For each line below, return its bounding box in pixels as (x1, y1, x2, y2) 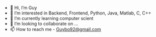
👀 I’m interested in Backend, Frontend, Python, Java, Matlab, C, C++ (10, 10, 151, 16)
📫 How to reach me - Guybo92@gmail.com (10, 26, 102, 32)
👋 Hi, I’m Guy (10, 5, 37, 10)
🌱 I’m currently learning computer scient (10, 15, 94, 21)
